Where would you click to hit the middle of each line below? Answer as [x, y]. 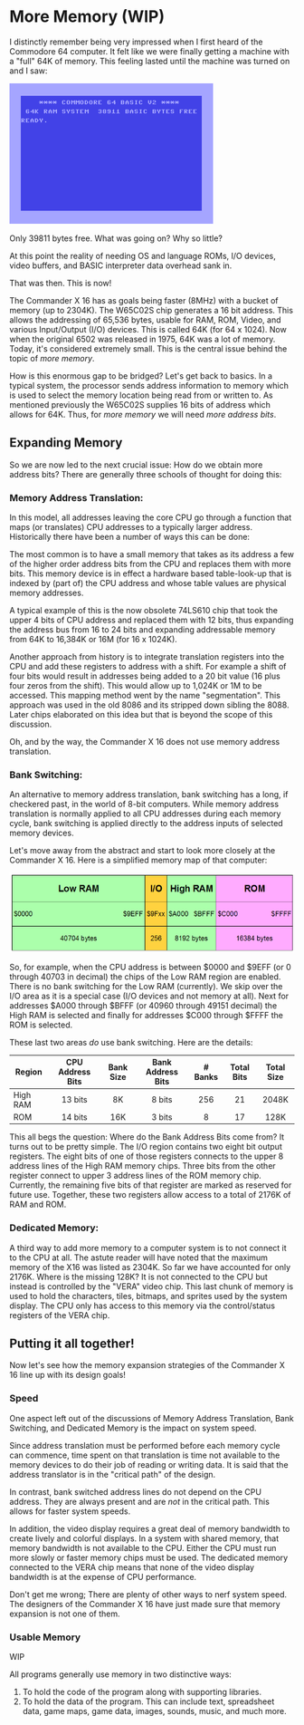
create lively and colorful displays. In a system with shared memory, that [144, 1538]
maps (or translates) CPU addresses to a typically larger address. [131, 527]
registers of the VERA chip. [60, 1315]
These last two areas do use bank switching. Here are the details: [131, 1042]
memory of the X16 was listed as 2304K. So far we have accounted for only [150, 1267]
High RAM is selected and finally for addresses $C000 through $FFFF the [146, 1015]
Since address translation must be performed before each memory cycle [145, 1445]
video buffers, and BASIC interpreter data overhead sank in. [121, 265]
